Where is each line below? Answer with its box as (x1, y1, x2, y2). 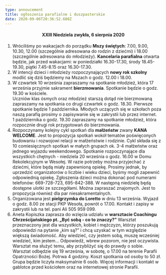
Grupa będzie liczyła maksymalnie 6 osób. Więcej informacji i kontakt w (12, 259, 159, 265)
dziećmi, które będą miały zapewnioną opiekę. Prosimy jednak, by (12, 164, 147, 170)
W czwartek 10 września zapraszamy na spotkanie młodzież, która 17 (12, 80, 154, 86)
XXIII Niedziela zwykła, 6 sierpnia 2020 (42, 32, 125, 38)
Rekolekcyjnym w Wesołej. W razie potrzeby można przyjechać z (12, 159, 145, 165)
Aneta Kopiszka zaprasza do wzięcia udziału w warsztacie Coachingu (12, 211, 157, 217)
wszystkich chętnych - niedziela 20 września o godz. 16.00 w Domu (12, 153, 152, 159)
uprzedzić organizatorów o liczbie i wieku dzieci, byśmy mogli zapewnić (12, 169, 160, 175)
